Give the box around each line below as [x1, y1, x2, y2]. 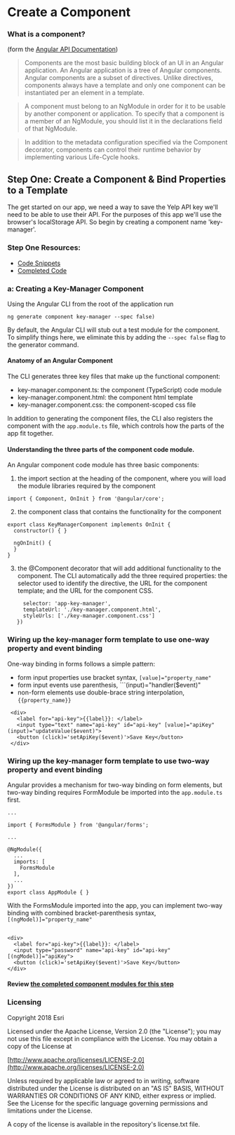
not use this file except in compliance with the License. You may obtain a [7, 1034, 217, 1042]
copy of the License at [7, 1042, 72, 1050]
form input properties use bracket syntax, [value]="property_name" [17, 673, 212, 681]
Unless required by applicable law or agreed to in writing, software [7, 1076, 200, 1084]
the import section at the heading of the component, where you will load [17, 474, 227, 483]
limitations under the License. [7, 1106, 93, 1115]
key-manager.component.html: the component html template [17, 394, 194, 402]
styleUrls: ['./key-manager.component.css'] [22, 612, 156, 619]
